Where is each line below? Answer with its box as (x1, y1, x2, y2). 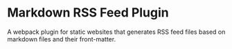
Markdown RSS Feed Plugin (7, 5, 169, 21)
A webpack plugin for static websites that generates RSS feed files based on (7, 28, 226, 36)
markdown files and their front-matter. (7, 35, 116, 43)
